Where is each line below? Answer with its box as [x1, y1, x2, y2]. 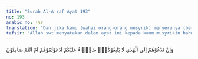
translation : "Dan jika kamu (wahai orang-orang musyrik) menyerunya [6, 25, 181, 31]
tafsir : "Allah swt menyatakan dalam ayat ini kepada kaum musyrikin [6, 30, 181, 36]
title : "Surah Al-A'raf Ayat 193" [6, 8, 91, 15]
